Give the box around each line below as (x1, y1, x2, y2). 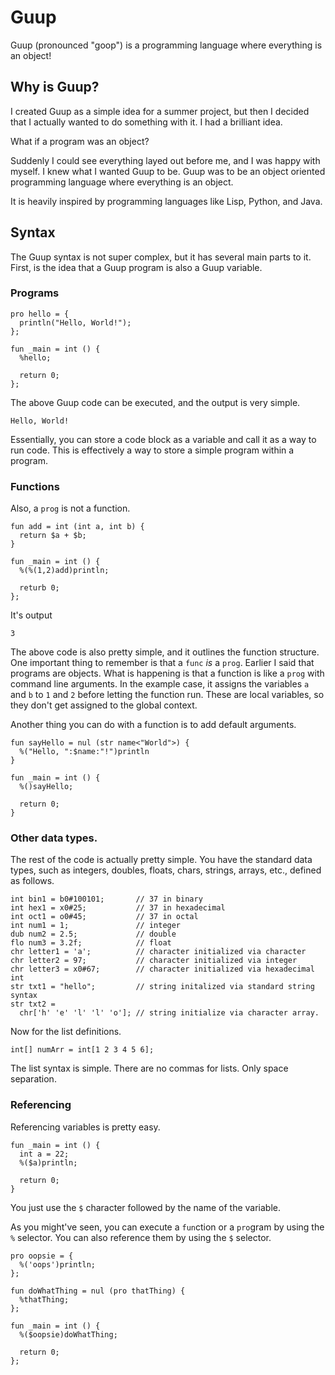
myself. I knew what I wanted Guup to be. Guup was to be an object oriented (10, 165, 326, 177)
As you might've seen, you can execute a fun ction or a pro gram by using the (10, 1221, 325, 1233)
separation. (10, 1073, 57, 1085)
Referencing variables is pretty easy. (10, 1121, 161, 1133)
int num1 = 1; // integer (10, 921, 182, 931)
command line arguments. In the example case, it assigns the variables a (10, 678, 310, 690)
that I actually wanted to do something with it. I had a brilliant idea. (10, 116, 283, 128)
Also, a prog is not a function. (10, 502, 131, 515)
